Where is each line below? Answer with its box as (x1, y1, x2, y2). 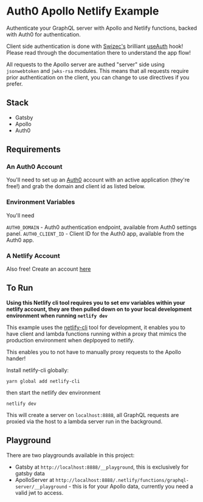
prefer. (6, 80, 23, 87)
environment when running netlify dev (6, 311, 108, 319)
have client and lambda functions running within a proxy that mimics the (6, 330, 187, 337)
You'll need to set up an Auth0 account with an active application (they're (6, 176, 190, 183)
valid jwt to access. (15, 489, 64, 496)
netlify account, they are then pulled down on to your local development (6, 305, 192, 313)
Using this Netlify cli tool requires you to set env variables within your (6, 299, 185, 306)
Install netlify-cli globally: (6, 366, 69, 374)
